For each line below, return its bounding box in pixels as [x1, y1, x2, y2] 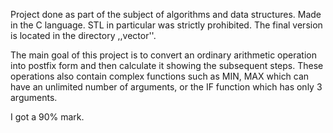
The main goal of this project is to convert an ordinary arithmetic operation [10, 49, 317, 61]
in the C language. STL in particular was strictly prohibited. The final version [10, 19, 323, 31]
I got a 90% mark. [10, 111, 85, 123]
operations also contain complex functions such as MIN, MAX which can [10, 70, 310, 82]
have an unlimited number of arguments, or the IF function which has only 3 [10, 81, 323, 93]
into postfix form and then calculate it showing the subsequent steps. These [10, 60, 324, 71]
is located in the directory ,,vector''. [10, 30, 157, 41]
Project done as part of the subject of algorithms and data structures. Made [10, 9, 322, 20]
